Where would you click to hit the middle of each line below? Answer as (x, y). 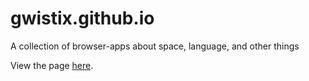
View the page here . (52, 65)
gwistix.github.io (82, 18)
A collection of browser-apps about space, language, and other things (155, 46)
